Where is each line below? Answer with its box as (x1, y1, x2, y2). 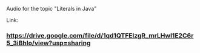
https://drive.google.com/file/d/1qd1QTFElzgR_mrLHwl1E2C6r (6, 31, 194, 39)
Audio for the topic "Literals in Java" (6, 5, 97, 12)
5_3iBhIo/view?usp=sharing (6, 39, 91, 47)
